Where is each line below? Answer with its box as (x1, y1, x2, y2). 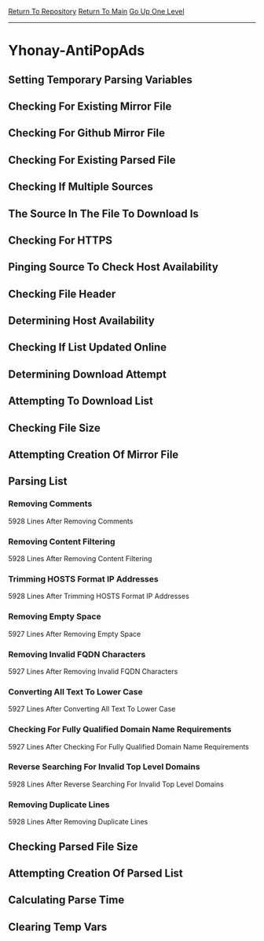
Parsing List (8, 474, 68, 488)
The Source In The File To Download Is (8, 206, 199, 220)
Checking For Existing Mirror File (8, 99, 172, 113)
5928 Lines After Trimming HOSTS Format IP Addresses (8, 591, 190, 601)
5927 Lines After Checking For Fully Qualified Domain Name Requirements (8, 742, 250, 751)
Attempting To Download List (8, 394, 153, 408)
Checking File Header (8, 287, 116, 300)
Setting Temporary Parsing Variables (8, 73, 192, 86)
